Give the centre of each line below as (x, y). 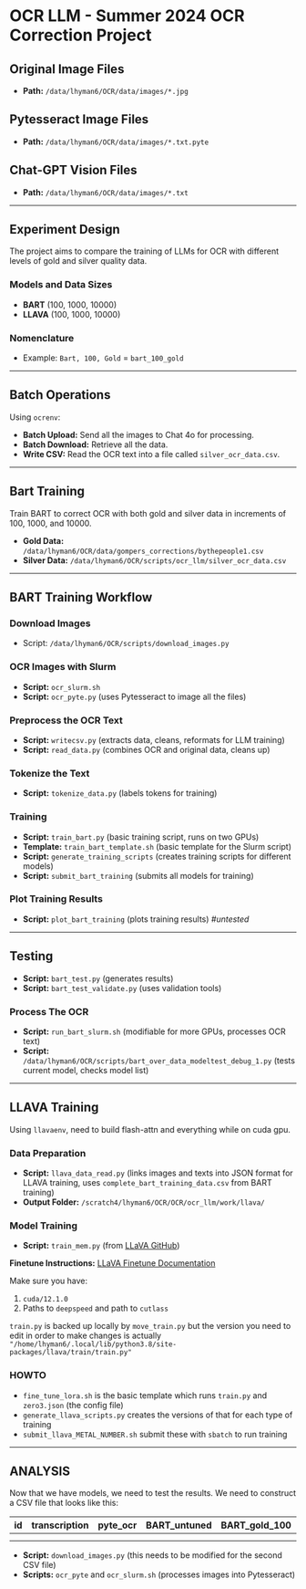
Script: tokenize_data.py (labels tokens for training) (120, 793)
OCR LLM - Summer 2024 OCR (127, 16)
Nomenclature (42, 338)
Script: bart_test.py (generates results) (98, 978)
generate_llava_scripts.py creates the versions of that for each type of (158, 1415)
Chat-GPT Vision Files (74, 170)
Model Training (44, 1226)
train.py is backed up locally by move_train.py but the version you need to (150, 1326)
